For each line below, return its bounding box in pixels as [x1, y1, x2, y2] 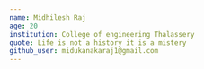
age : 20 [9, 22, 39, 30]
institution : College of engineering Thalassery [9, 30, 195, 39]
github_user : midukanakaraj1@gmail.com [9, 47, 159, 56]
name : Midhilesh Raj [9, 13, 87, 22]
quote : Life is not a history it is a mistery [9, 38, 187, 47]
